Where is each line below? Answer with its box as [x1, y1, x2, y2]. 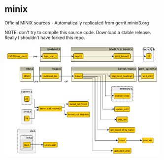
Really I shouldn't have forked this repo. [4, 35, 85, 40]
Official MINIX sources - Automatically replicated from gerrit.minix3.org [4, 20, 149, 26]
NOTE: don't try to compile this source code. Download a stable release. [4, 29, 151, 35]
